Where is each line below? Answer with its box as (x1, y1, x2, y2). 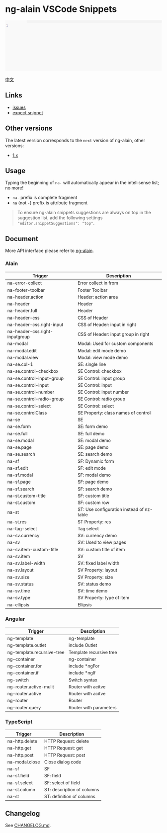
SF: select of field (44, 779, 81, 786)
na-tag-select (7, 525, 37, 531)
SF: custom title (78, 493, 109, 499)
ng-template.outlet (7, 642, 46, 648)
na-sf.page (7, 479, 31, 485)
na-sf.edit (7, 465, 28, 471)
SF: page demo (78, 479, 109, 485)
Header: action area (78, 294, 118, 300)
